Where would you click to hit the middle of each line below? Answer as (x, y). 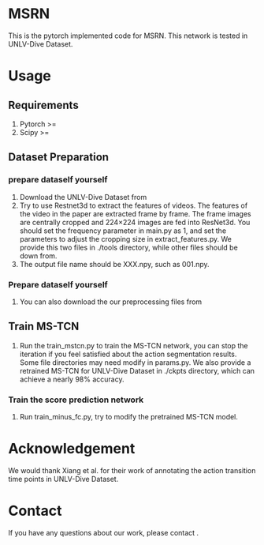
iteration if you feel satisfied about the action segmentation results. (128, 354)
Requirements (43, 105)
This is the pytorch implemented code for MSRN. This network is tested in (128, 36)
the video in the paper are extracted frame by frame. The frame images (135, 213)
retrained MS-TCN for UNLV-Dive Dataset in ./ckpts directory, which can (137, 370)
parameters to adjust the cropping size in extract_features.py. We (126, 239)
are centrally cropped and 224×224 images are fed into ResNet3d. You (135, 222)
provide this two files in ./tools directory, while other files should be (128, 247)
